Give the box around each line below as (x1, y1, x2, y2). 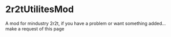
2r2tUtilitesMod (5, 4, 74, 15)
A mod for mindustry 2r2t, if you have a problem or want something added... (5, 20, 166, 26)
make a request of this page (5, 25, 65, 31)
